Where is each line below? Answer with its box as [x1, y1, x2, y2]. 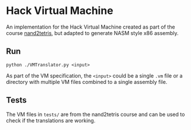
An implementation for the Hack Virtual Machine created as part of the [6, 23, 175, 30]
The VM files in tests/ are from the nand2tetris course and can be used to [6, 111, 185, 118]
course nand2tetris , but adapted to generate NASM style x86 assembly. [6, 29, 179, 36]
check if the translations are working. [6, 117, 96, 124]
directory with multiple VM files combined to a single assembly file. [6, 78, 168, 85]
